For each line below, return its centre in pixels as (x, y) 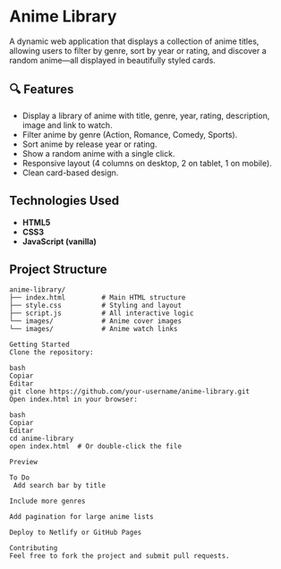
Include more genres (48, 501)
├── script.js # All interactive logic (102, 314)
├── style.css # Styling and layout (95, 306)
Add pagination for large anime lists (81, 517)
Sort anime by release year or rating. (89, 144)
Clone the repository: (51, 352)
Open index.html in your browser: (74, 400)
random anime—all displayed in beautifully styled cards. (113, 60)
